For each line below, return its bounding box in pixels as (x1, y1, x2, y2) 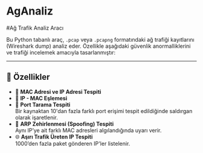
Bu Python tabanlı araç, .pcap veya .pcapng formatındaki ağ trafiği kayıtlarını (6, 36, 195, 43)
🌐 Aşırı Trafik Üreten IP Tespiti (14, 133, 93, 140)
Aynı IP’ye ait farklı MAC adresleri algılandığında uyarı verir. (14, 126, 162, 134)
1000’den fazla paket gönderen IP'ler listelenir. (14, 140, 130, 147)
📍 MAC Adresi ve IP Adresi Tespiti (14, 88, 101, 95)
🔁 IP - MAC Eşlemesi (14, 94, 68, 102)
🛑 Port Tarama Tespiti (14, 101, 71, 108)
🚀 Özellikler (6, 72, 50, 82)
